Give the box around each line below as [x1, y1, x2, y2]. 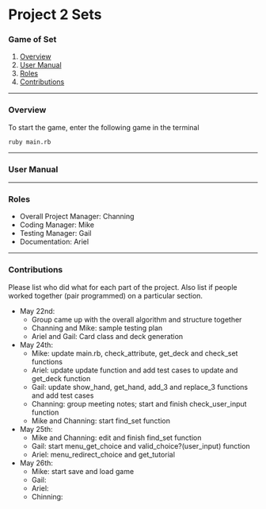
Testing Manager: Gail [19, 229, 92, 238]
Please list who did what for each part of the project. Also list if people [8, 282, 237, 291]
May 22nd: [19, 306, 55, 315]
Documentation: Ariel [19, 237, 89, 247]
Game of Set [8, 34, 57, 45]
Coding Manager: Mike [19, 220, 95, 229]
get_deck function [31, 373, 91, 383]
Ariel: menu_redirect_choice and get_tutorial [31, 449, 176, 459]
